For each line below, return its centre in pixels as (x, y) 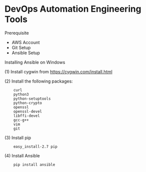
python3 (21, 94)
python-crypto (28, 103)
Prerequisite (17, 33)
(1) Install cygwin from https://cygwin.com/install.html (59, 71)
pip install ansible (34, 165)
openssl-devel (28, 111)
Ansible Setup (26, 53)
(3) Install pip (18, 137)
